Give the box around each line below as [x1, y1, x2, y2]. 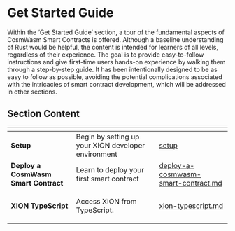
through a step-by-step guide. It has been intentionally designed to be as [7, 65, 218, 73]
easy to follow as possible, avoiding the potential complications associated [7, 72, 222, 81]
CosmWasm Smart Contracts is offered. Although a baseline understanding [7, 35, 224, 43]
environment [76, 149, 117, 159]
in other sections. [7, 87, 57, 96]
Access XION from [76, 196, 138, 206]
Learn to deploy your [76, 164, 145, 174]
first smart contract [76, 174, 140, 183]
